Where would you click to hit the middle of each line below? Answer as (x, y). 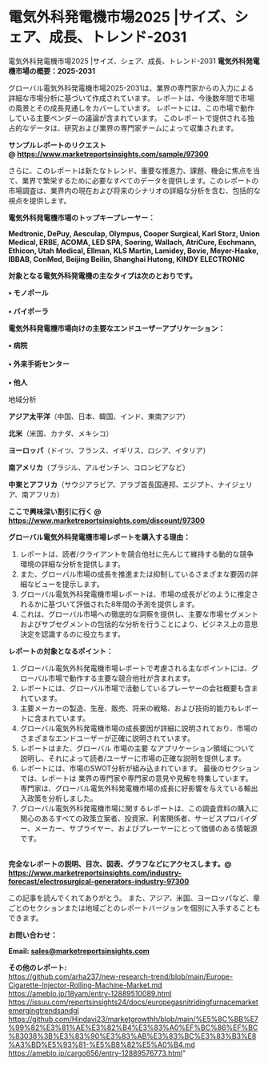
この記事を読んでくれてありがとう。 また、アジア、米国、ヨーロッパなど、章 (134, 898)
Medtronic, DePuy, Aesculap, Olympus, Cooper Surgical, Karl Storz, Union (134, 233)
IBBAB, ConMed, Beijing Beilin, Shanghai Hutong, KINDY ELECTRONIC (127, 259)
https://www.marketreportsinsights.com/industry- (95, 873)
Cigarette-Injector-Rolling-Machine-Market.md (85, 985)
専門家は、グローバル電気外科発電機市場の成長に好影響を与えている (132, 788)
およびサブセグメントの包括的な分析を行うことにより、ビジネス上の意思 (139, 624)
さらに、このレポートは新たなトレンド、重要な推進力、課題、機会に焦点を (131, 171)
